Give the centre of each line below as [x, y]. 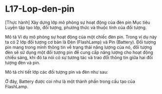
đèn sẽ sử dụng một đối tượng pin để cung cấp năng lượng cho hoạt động [79, 52]
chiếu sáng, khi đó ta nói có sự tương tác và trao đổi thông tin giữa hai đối [79, 57]
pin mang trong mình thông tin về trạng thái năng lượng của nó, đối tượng [79, 47]
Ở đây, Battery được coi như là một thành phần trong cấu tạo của [70, 81]
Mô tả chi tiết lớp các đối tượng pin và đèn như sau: [57, 72]
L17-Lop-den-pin [40, 9]
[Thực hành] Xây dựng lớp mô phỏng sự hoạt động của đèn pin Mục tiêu [78, 22]
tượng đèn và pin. [23, 63]
